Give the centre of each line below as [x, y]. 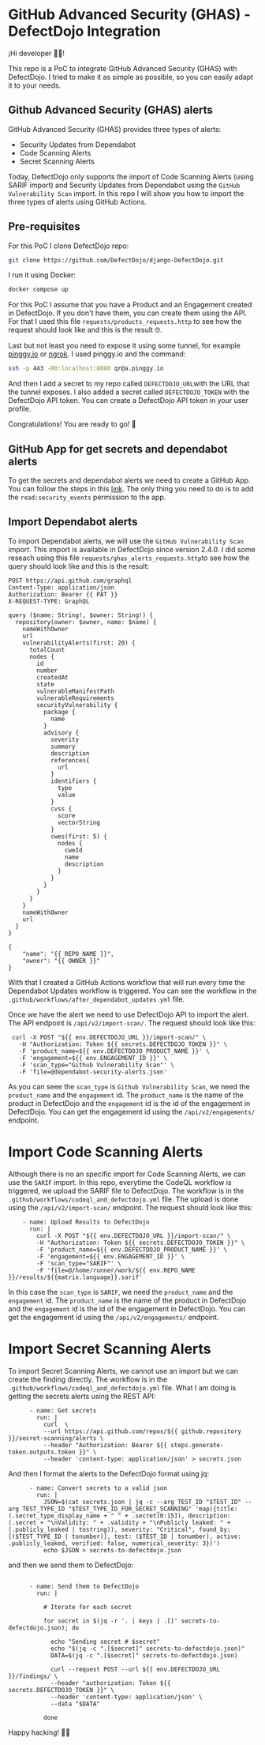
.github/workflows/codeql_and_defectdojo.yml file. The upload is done [123, 1199]
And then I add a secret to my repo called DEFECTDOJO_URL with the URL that [129, 384]
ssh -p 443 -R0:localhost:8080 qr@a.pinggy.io [86, 369]
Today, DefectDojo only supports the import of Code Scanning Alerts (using [131, 176]
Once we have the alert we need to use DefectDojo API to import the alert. [129, 1014]
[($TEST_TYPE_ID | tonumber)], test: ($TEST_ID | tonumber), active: [125, 1536]
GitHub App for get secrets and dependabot [118, 449]
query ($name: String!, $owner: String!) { [81, 615]
